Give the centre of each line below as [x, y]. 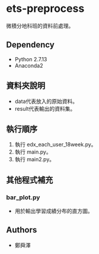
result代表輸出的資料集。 [45, 108]
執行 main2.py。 [35, 159]
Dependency [30, 45]
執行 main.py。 [33, 152]
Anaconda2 [29, 65]
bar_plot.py [23, 197]
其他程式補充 [30, 180]
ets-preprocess [45, 9]
